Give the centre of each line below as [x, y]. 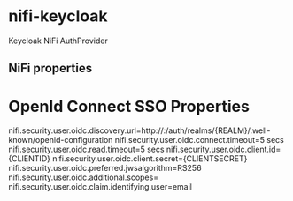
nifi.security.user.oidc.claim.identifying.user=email [100, 187]
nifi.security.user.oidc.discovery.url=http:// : [87, 130]
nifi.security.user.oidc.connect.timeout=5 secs [199, 140]
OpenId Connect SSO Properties [129, 106]
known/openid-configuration [61, 140]
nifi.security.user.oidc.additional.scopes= [84, 177]
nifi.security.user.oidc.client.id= [224, 149]
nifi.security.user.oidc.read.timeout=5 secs [86, 149]
